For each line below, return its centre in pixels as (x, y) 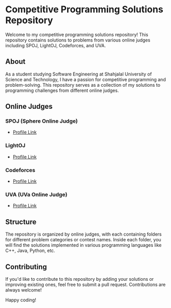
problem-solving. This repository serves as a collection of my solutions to (83, 85)
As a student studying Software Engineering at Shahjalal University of (79, 74)
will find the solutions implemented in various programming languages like (84, 245)
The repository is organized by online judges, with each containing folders (84, 234)
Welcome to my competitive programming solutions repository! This (77, 34)
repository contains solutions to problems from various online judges (78, 40)
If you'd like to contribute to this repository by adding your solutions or (80, 279)
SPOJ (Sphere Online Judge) (41, 121)
